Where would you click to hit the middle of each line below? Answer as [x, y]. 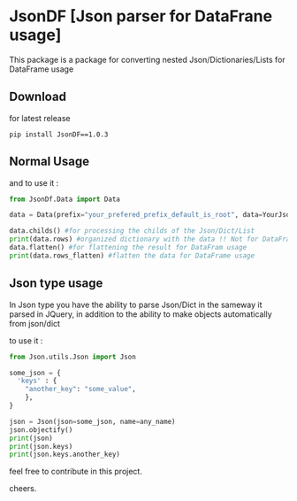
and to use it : [34, 182]
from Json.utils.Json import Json [73, 357]
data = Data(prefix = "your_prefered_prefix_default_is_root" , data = [136, 215]
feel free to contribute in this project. [76, 472]
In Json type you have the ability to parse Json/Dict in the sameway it [136, 304]
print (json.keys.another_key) [65, 455]
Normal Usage [49, 162]
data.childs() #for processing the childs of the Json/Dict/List [132, 231]
